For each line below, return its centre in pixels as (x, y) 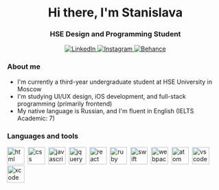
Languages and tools (43, 136)
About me (24, 67)
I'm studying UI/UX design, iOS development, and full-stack (102, 96)
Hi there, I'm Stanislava (115, 13)
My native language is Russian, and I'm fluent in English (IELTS (105, 110)
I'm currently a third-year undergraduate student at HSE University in (115, 82)
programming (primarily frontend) (65, 104)
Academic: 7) (36, 118)
